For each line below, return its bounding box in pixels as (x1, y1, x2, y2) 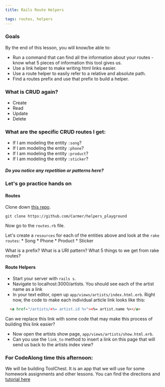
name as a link (12, 286, 43, 292)
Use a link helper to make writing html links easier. (12, 65, 117, 71)
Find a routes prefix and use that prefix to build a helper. (12, 76, 129, 82)
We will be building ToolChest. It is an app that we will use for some (5, 365, 145, 371)
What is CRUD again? (5, 88, 58, 95)
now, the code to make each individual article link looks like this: (12, 297, 145, 303)
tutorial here (5, 376, 31, 382)
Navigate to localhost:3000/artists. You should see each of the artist (12, 281, 154, 287)
